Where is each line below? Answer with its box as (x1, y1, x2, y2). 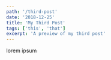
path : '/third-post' (6, 8, 58, 15)
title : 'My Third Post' (6, 20, 66, 26)
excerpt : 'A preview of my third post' (6, 31, 106, 37)
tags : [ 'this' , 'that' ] (6, 25, 66, 31)
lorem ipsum (6, 47, 37, 54)
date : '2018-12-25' (6, 14, 55, 20)
